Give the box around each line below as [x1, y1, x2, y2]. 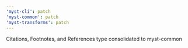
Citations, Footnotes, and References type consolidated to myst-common [6, 36, 182, 43]
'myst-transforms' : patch [6, 19, 69, 25]
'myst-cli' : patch [6, 8, 51, 15]
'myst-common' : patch [6, 14, 59, 20]
